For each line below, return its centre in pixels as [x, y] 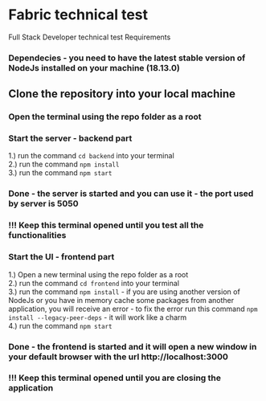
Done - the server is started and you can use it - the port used [131, 194]
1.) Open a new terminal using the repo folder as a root [98, 274]
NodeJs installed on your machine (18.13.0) [94, 68]
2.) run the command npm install [64, 164]
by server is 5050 [43, 204]
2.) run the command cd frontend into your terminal [94, 283]
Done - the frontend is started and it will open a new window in [133, 346]
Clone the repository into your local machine [122, 94]
